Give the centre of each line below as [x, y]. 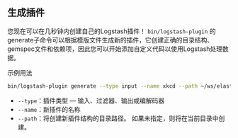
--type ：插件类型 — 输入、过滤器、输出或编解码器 [91, 100]
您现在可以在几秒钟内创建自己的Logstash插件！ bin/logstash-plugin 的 [112, 31]
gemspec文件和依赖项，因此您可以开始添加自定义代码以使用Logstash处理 [115, 49]
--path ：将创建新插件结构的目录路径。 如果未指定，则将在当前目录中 [118, 118]
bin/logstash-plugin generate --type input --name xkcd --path [103, 86]
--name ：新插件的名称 [49, 109]
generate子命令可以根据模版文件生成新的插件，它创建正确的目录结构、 [110, 40]
